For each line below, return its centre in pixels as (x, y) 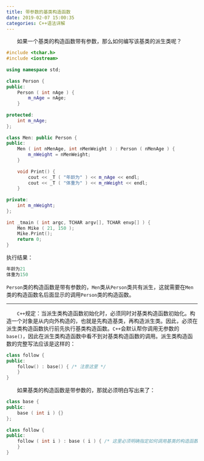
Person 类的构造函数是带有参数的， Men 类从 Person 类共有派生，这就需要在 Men (100, 287)
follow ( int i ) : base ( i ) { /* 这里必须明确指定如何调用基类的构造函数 (108, 442)
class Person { (25, 81)
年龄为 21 (16, 269)
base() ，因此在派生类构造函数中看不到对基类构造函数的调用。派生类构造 (97, 336)
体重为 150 (17, 274)
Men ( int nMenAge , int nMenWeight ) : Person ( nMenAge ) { (96, 149)
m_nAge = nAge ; (47, 98)
